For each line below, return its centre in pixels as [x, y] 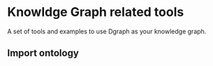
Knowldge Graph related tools [96, 12]
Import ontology [43, 53]
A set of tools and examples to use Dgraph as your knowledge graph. [107, 31]
